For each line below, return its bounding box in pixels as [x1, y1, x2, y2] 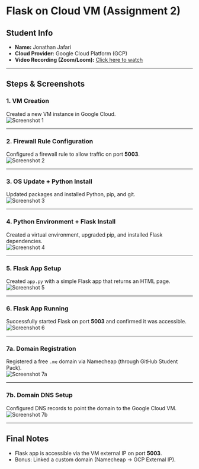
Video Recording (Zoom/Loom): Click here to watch [14, 56, 143, 63]
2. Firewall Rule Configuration [6, 137, 94, 145]
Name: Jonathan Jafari [14, 43, 72, 51]
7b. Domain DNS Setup [6, 391, 73, 399]
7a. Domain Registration [6, 345, 76, 353]
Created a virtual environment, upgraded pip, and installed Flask [6, 231, 163, 238]
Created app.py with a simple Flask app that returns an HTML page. [6, 278, 171, 285]
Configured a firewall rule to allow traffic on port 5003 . [6, 150, 140, 158]
